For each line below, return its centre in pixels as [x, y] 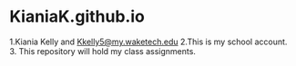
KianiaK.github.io [77, 17]
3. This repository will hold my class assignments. [102, 51]
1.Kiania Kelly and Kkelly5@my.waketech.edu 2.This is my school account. [148, 42]
